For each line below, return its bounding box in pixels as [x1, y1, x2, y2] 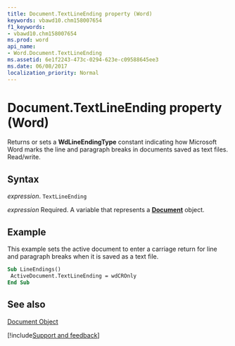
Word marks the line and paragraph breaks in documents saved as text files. [7, 145, 229, 154]
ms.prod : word [7, 37, 49, 44]
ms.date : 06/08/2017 [7, 63, 68, 70]
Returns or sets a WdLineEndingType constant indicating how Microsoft [7, 138, 217, 147]
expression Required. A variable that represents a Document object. [7, 206, 205, 214]
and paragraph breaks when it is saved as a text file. [7, 252, 159, 261]
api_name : [7, 43, 37, 50]
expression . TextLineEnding [7, 192, 87, 201]
